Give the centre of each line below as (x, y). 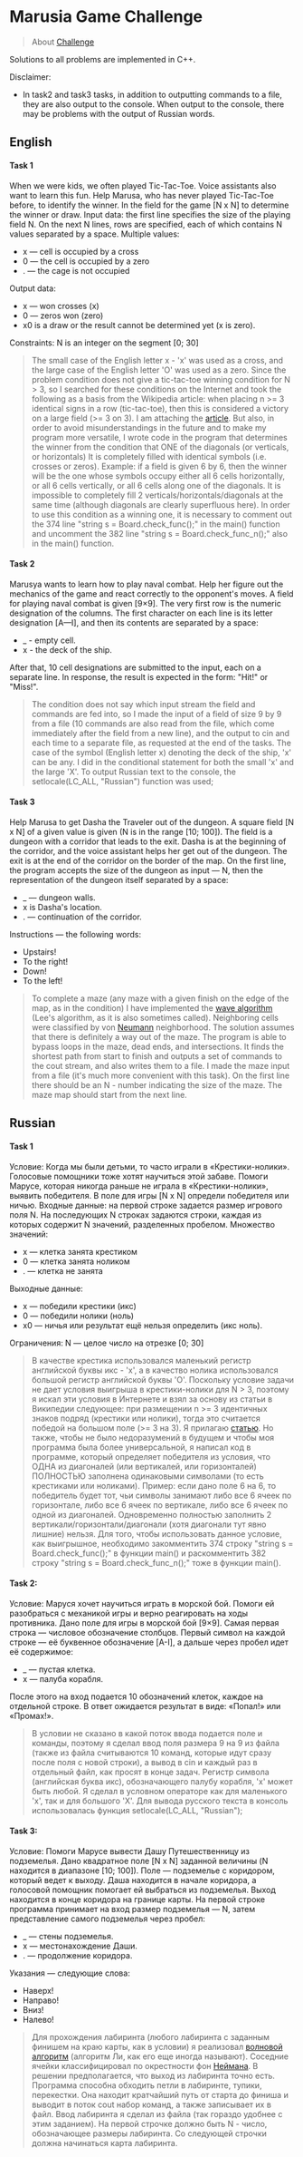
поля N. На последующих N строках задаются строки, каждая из (136, 1215)
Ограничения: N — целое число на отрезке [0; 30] (107, 1343)
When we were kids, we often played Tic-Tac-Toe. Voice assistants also (143, 185)
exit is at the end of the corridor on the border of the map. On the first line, (148, 860)
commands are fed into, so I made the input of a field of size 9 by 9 (156, 714)
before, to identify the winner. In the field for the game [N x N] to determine (149, 205)
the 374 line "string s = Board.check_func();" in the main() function (156, 524)
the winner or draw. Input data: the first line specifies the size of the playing (150, 214)
